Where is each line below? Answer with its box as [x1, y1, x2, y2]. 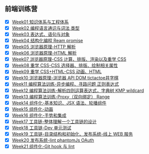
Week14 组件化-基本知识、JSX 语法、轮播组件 [11, 100, 107, 106]
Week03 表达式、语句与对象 [11, 31, 70, 37]
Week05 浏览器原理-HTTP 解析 [11, 44, 76, 50]
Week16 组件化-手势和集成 [11, 112, 67, 118]
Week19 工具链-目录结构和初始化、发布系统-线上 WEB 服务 [11, 131, 133, 137]
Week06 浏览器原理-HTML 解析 [11, 50, 77, 56]
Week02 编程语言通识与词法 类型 [11, 25, 80, 31]
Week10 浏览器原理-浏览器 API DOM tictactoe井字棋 [11, 75, 119, 81]
